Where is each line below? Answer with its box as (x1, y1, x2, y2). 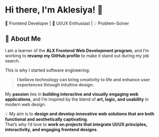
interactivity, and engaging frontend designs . (5, 126, 98, 132)
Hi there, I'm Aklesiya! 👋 (5, 4, 103, 15)
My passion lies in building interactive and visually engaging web (5, 91, 139, 97)
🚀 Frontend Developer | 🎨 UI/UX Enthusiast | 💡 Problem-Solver (5, 20, 130, 26)
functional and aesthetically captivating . (5, 116, 88, 122)
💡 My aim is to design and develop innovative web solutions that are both (5, 111, 155, 117)
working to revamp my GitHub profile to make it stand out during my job (5, 53, 149, 59)
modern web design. (5, 101, 46, 107)
